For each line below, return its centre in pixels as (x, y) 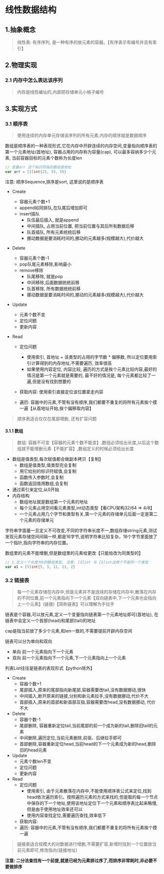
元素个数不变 (32, 315)
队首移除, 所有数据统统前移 (54, 289)
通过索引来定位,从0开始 (36, 490)
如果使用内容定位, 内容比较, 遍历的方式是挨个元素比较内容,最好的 (92, 369)
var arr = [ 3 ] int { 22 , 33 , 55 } (36, 172)
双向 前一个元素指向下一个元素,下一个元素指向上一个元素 (69, 658)
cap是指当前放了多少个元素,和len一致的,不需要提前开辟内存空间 (69, 631)
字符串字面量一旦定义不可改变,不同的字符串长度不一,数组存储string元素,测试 (81, 531)
